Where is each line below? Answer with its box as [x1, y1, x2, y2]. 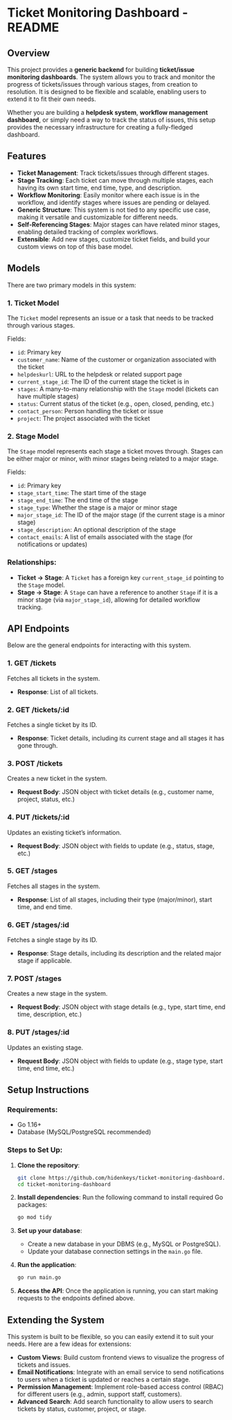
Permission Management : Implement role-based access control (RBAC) [17, 1383, 224, 1391]
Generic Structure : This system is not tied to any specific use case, [17, 206, 211, 214]
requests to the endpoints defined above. [17, 1294, 135, 1302]
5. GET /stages [7, 866, 57, 876]
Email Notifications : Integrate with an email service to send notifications [17, 1368, 224, 1376]
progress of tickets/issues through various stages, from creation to [7, 80, 198, 88]
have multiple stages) [17, 392, 79, 400]
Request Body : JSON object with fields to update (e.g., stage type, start [17, 1057, 223, 1065]
